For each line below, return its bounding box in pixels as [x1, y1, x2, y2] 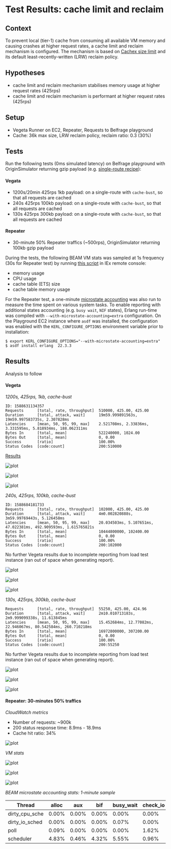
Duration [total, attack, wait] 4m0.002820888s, [5, 511, 133, 516]
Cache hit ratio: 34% [12, 730, 56, 737]
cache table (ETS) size [12, 281, 60, 287]
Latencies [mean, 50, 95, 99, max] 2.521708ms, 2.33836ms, [5, 421, 149, 426]
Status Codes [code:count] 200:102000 [5, 542, 122, 547]
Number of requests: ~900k [12, 719, 72, 725]
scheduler [8, 835, 32, 842]
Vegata [5, 178, 21, 184]
